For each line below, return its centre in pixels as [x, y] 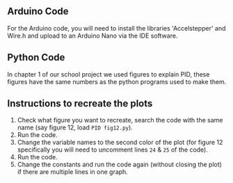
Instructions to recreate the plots [80, 104]
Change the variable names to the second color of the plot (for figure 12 [120, 143]
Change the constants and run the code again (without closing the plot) [120, 165]
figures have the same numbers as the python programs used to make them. [117, 81]
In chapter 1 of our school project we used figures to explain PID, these [109, 74]
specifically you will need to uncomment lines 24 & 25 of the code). [113, 150]
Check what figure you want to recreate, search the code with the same [120, 120]
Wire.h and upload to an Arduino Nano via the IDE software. [93, 35]
